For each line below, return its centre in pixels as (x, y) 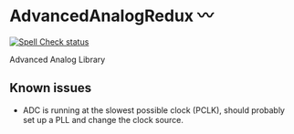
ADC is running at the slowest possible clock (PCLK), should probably (154, 110)
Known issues (51, 88)
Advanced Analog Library (58, 59)
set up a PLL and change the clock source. (103, 119)
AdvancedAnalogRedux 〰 (111, 16)
